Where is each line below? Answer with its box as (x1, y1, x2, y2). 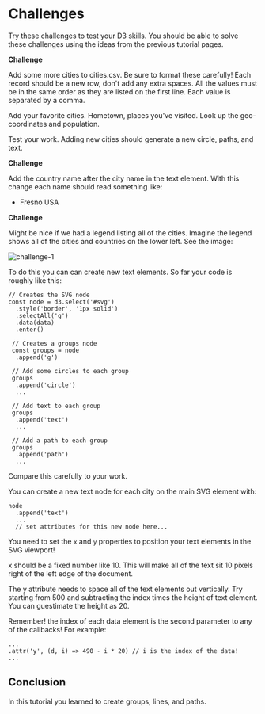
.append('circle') (15, 381, 77, 389)
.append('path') (15, 450, 69, 458)
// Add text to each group (11, 402, 101, 410)
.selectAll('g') (15, 311, 69, 319)
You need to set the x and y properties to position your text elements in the (8, 536, 252, 546)
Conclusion (8, 675, 66, 689)
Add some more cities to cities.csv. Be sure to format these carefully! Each (8, 70, 252, 79)
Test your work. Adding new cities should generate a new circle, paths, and (8, 134, 254, 143)
